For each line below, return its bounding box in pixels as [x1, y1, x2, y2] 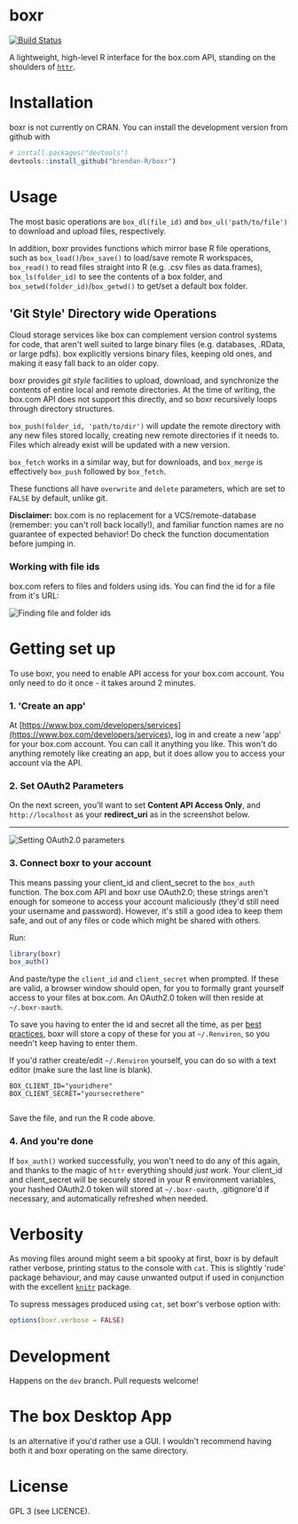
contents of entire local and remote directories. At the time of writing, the [9, 385, 276, 395]
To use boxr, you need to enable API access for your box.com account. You [9, 668, 285, 679]
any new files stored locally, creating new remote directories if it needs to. [9, 430, 279, 441]
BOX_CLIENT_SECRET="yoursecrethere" [9, 1090, 145, 1099]
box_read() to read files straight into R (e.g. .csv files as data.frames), [9, 261, 263, 272]
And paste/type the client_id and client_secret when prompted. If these [9, 973, 279, 984]
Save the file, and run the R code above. [9, 1113, 156, 1123]
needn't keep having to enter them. [9, 1038, 137, 1049]
